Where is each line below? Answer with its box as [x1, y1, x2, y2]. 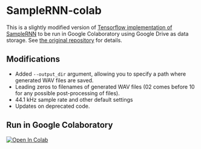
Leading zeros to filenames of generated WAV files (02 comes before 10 [15, 83, 195, 90]
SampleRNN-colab [6, 4, 102, 18]
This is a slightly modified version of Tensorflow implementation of [6, 24, 173, 31]
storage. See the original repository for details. [6, 36, 122, 44]
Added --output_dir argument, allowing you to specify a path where [15, 70, 186, 78]
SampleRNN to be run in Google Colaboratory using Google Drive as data [6, 30, 189, 37]
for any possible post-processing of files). [15, 89, 120, 97]
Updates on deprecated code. [15, 102, 90, 110]
